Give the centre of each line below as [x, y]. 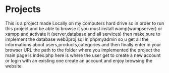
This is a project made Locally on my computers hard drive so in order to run [85, 23]
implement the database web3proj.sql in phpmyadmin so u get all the [77, 39]
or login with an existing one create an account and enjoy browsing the [79, 60]
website [13, 66]
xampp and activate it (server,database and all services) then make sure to [83, 34]
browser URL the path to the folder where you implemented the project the [83, 50]
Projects [23, 9]
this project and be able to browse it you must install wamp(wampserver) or [84, 28]
